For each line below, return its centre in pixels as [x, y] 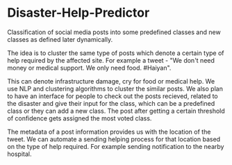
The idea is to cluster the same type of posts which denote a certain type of [116, 53]
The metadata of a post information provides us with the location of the [109, 132]
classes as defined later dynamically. [60, 39]
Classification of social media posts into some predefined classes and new [114, 32]
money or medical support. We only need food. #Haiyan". [89, 68]
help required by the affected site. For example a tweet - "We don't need [111, 60]
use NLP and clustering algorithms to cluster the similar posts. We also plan [115, 88]
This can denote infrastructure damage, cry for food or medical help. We [111, 81]
